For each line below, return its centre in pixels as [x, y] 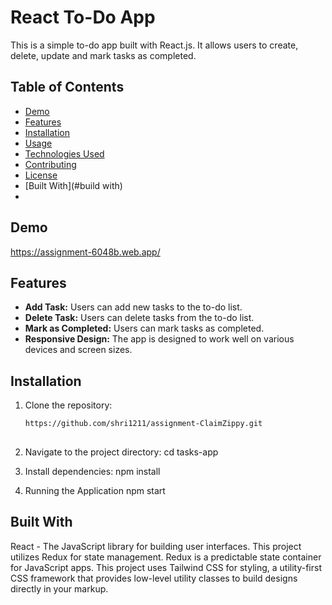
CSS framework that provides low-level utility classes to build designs [154, 578]
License [41, 175]
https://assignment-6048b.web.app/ [85, 252]
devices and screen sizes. [78, 350]
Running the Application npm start [95, 490]
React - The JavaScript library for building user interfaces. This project [156, 546]
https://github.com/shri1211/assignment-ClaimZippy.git [143, 424]
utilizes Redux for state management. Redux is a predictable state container [166, 557]
